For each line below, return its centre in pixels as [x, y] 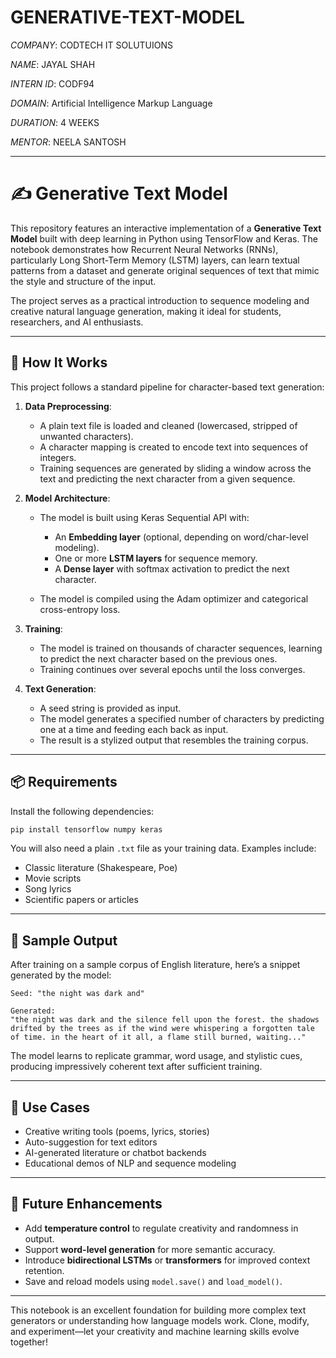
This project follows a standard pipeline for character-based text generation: [167, 387]
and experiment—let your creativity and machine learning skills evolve [155, 1331]
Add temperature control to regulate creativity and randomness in [161, 1228]
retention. [44, 1270]
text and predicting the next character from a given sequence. [167, 478]
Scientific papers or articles [81, 900]
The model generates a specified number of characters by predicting [182, 718]
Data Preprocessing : [68, 406]
